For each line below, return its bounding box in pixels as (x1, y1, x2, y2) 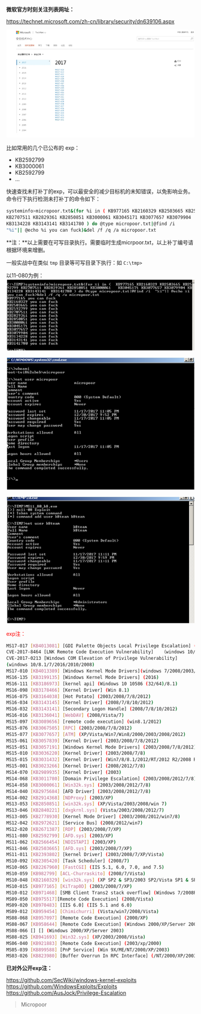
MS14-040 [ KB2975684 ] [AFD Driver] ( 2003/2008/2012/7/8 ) (6, 788, 151, 794)
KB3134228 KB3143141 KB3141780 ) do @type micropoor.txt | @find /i (6, 221, 175, 227)
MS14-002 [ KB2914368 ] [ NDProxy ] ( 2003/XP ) (6, 795, 114, 801)
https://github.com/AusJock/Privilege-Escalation (6, 989, 127, 997)
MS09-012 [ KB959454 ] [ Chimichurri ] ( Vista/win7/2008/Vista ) (6, 909, 160, 915)
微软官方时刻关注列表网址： (6, 6, 75, 13)
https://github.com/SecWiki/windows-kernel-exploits (6, 977, 137, 984)
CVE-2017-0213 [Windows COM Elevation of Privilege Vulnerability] (6, 656, 178, 662)
